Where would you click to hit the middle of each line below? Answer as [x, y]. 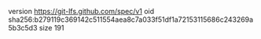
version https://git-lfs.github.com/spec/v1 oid [81, 11]
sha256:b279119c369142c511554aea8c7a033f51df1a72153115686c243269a [131, 19]
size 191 [51, 28]
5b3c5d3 [23, 28]
